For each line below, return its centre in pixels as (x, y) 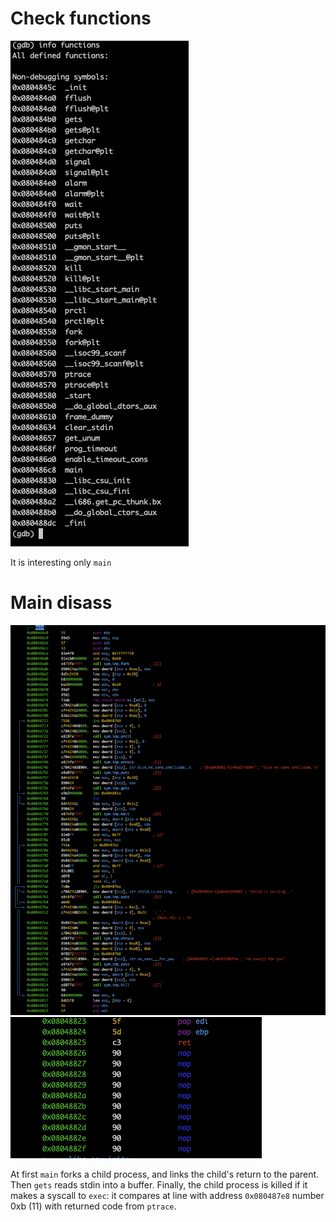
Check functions (81, 18)
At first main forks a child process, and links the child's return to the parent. (165, 1174)
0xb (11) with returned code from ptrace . (93, 1206)
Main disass (61, 603)
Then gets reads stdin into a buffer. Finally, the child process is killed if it (159, 1184)
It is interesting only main (61, 562)
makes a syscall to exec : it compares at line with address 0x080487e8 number (167, 1195)
